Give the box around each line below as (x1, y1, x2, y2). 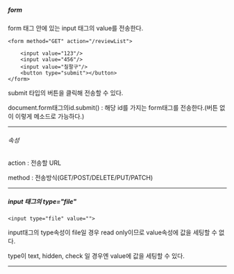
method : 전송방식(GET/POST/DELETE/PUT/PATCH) (8, 174, 153, 182)
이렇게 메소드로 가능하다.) (15, 112, 85, 120)
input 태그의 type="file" (8, 197, 77, 205)
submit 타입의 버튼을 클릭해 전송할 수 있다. (8, 88, 124, 97)
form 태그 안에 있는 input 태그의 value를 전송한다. (8, 24, 144, 32)
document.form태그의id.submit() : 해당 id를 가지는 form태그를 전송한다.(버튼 (8, 103, 218, 111)
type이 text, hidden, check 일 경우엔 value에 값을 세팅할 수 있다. (8, 252, 185, 260)
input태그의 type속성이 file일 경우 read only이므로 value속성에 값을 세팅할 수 (8, 228, 217, 236)
